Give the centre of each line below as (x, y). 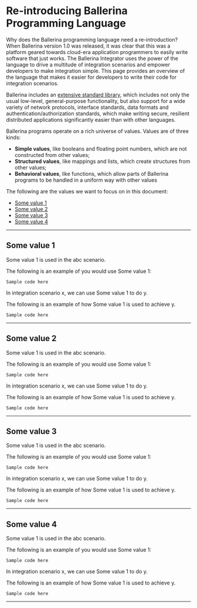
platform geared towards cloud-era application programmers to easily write (97, 52)
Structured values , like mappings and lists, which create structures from (102, 161)
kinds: (13, 137)
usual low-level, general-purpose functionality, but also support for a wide (96, 101)
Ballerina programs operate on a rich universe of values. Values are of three (97, 131)
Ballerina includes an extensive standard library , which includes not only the (98, 95)
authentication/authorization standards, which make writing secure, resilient (98, 113)
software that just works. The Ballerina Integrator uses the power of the (92, 58)
